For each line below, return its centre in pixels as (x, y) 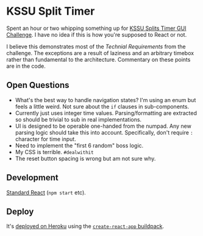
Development (33, 178)
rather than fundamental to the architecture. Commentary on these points (98, 59)
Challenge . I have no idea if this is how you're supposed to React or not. (97, 34)
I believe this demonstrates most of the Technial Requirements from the (96, 46)
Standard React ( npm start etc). (46, 192)
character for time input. (45, 139)
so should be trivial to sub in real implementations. (78, 119)
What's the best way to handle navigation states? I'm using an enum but (105, 100)
